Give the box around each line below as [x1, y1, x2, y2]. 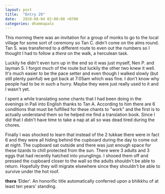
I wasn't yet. [5, 86, 30, 92]
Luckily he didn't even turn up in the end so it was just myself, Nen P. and [5, 60, 155, 66]
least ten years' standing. [5, 184, 57, 190]
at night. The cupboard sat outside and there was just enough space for [5, 142, 151, 148]
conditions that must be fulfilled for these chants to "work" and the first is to [5, 106, 160, 112]
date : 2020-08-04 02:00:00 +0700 [5, 16, 79, 21]
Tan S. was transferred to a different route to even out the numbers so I [5, 45, 150, 51]
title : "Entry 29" [5, 12, 45, 17]
